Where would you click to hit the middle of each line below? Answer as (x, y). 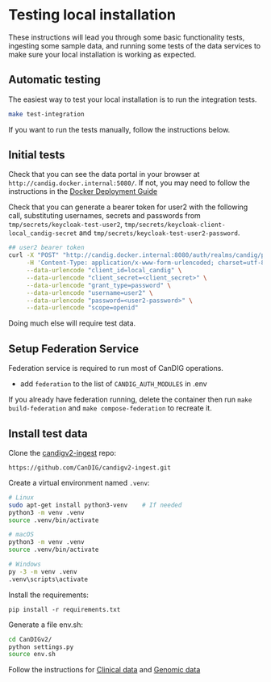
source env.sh (32, 655)
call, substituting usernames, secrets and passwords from (105, 216)
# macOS (21, 535)
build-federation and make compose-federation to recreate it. (110, 408)
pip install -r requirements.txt (65, 609)
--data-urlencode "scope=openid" (82, 308)
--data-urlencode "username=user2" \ (90, 293)
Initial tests (37, 155)
